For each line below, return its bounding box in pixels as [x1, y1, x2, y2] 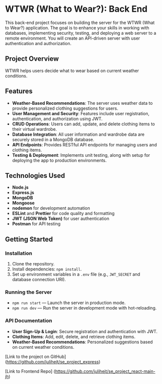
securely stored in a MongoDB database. [12, 136, 95, 143]
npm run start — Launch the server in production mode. [12, 300, 126, 306]
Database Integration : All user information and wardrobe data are [12, 131, 145, 137]
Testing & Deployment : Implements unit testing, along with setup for [12, 152, 150, 158]
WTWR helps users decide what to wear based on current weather [5, 68, 139, 73]
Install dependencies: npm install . [12, 266, 82, 272]
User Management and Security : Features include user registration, [12, 110, 150, 116]
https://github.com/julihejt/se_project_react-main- [55, 368, 156, 374]
